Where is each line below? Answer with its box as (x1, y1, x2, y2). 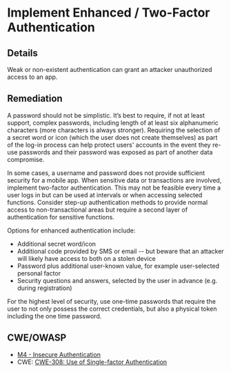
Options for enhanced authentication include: (7, 226, 136, 235)
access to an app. (7, 73, 58, 81)
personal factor (17, 269, 61, 278)
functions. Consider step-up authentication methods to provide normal (7, 198, 208, 206)
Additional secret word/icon (17, 239, 97, 248)
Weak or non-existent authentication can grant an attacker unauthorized (7, 66, 212, 73)
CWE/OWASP (7, 332, 67, 344)
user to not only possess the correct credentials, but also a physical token (7, 304, 217, 313)
